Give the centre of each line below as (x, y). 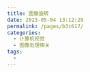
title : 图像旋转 (28, 13)
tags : (15, 52)
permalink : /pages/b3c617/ (45, 26)
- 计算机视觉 (29, 39)
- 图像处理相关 (32, 45)
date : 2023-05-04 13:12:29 (45, 20)
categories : (24, 33)
